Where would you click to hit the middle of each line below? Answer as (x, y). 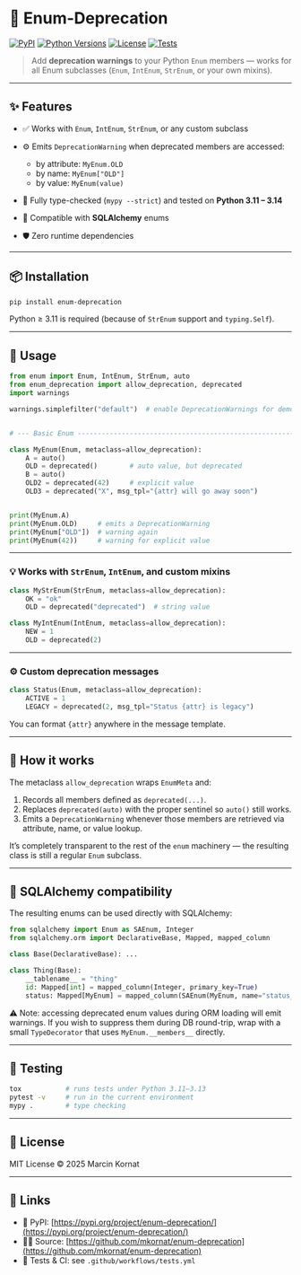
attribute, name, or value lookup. (82, 828)
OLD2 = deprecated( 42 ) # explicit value (110, 483)
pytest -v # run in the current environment (102, 1098)
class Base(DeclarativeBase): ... (74, 954)
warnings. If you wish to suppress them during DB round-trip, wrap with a (145, 1022)
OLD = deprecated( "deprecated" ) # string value (118, 607)
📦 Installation (49, 277)
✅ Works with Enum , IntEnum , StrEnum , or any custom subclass (135, 128)
